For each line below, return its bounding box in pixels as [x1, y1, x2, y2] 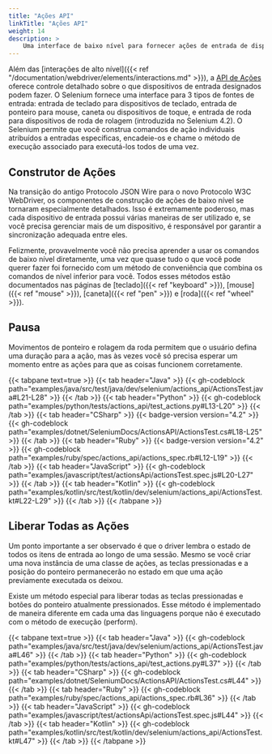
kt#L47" [8, 735, 36, 746]
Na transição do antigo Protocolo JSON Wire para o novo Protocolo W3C [8, 186, 252, 196]
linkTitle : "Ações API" [8, 19, 89, 28]
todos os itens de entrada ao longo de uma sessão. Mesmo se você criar [8, 549, 251, 559]
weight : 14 [8, 27, 45, 35]
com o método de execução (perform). [8, 617, 138, 627]
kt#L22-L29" [8, 495, 52, 505]
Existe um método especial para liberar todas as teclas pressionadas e [8, 591, 244, 601]
